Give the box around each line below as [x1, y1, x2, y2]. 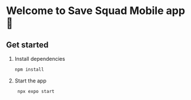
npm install [14, 67, 44, 73]
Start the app [14, 77, 47, 84]
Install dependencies [14, 56, 66, 62]
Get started [6, 40, 49, 50]
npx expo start [17, 88, 55, 94]
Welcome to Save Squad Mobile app [6, 4, 185, 18]
